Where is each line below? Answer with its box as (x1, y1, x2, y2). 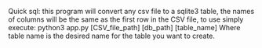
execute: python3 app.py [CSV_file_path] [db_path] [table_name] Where (8, 23, 241, 32)
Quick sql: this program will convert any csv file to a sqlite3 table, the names (8, 7, 255, 15)
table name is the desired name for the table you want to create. (8, 31, 216, 40)
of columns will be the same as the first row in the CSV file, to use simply (8, 15, 244, 24)
